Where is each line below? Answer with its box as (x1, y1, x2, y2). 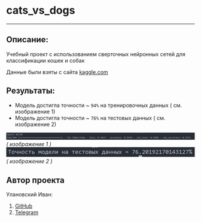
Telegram (14, 209, 39, 216)
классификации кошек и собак (6, 57, 85, 64)
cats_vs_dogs (6, 4, 75, 17)
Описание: (6, 35, 49, 45)
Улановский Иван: (6, 191, 53, 198)
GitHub (14, 202, 33, 209)
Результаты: (6, 86, 56, 96)
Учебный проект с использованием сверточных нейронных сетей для (6, 50, 185, 57)
